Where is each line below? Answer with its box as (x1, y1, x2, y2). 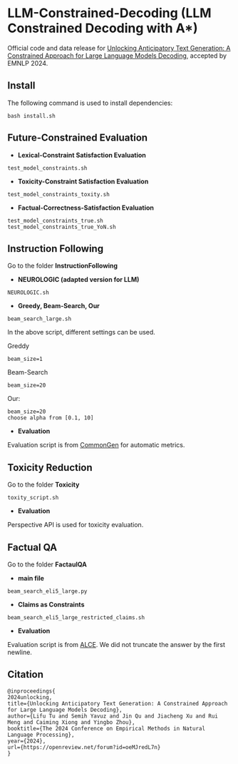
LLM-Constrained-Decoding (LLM (7, 5, 212, 21)
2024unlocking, (7, 693, 53, 701)
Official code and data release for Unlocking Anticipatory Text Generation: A (7, 44, 231, 52)
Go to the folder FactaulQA (7, 560, 87, 569)
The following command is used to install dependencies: (7, 98, 173, 107)
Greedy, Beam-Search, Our (17, 302, 100, 310)
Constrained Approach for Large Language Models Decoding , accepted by (7, 51, 227, 60)
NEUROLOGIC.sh (7, 289, 50, 297)
